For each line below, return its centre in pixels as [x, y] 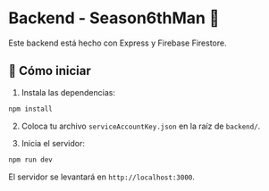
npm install [30, 109]
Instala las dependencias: [68, 92]
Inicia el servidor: [53, 143]
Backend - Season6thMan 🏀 [114, 18]
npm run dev [30, 160]
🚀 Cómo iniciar [50, 71]
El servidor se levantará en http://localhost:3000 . [102, 177]
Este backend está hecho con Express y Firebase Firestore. [118, 43]
